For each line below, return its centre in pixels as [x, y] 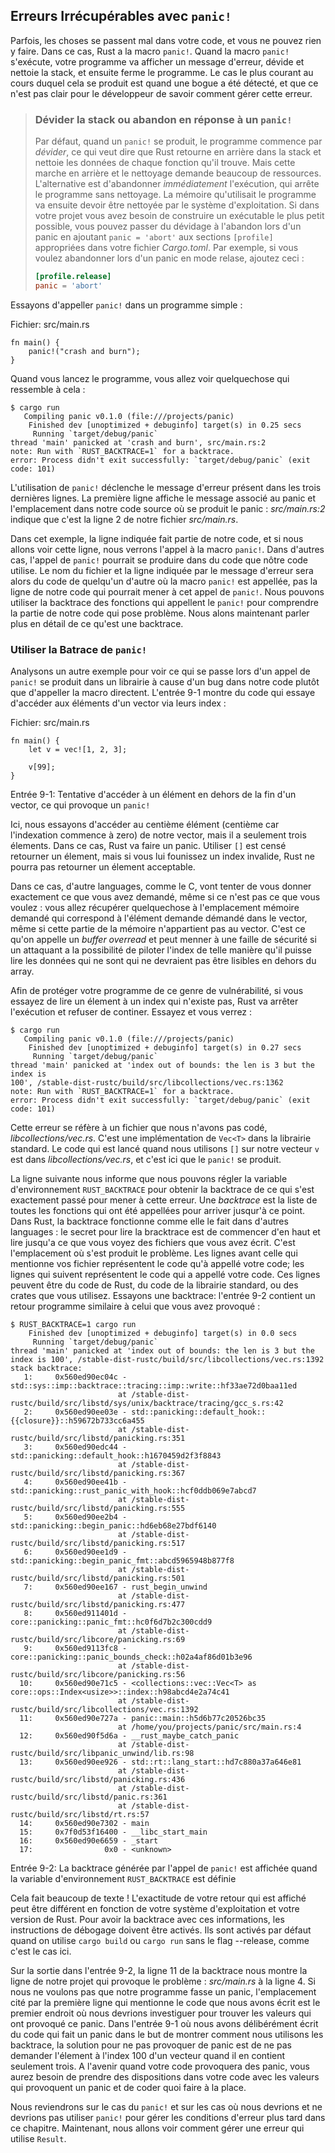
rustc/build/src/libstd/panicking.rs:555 [98, 1509]
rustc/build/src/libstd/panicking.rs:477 [98, 1605]
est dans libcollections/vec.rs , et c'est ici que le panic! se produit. [146, 1160]
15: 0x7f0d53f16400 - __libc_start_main [113, 1832]
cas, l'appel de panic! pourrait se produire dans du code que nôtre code [159, 560]
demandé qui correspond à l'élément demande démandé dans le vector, [159, 918]
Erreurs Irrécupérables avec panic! [121, 16]
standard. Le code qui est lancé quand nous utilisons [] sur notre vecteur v [165, 1149]
